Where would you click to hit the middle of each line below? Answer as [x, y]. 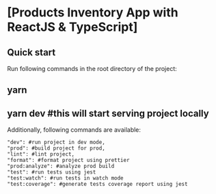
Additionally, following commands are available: [74, 130]
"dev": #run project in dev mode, [56, 142]
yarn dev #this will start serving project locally [108, 113]
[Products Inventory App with [93, 13]
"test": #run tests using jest [52, 172]
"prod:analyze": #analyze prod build [61, 166]
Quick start [31, 52]
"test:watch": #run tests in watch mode [66, 178]
